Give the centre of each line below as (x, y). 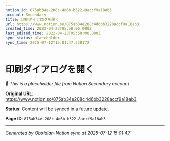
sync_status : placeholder (32, 38)
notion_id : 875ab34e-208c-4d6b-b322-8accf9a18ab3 (59, 10)
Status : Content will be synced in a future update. (57, 109)
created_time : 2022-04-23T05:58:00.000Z (49, 29)
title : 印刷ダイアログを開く (32, 19)
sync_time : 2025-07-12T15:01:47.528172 (47, 43)
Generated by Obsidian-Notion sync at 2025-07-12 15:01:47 (68, 133)
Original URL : (19, 93)
